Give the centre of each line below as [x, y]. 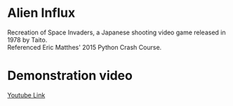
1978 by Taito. [27, 39]
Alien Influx [41, 13]
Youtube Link [26, 95]
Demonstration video [70, 76]
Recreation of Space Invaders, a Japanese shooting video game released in [116, 32]
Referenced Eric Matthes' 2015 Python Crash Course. [85, 47]
